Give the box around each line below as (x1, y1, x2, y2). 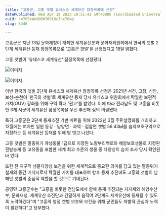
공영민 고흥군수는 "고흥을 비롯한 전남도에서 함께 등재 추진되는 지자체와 (5, 186, 141, 192)
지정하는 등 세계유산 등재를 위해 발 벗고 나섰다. (5, 130, 95, 136)
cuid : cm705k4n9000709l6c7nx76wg (5, 16, 74, 21)
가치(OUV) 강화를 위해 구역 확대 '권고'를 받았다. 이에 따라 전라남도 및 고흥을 (5, 100, 151, 107)
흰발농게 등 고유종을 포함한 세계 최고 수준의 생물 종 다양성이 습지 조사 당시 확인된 (5, 146, 161, 152)
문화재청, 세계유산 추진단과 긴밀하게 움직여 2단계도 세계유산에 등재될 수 (11, 192, 149, 199)
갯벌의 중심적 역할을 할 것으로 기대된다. (14, 176, 90, 182)
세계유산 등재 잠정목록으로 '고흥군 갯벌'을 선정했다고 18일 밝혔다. (14, 46, 139, 52)
